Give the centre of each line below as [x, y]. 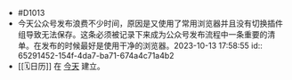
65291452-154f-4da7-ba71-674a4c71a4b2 [96, 56]
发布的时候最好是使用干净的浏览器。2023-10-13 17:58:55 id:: [152, 45]
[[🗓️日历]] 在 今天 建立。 [61, 66]
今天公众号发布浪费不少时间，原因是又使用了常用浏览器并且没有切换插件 [150, 23]
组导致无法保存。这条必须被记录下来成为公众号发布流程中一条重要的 [142, 34]
